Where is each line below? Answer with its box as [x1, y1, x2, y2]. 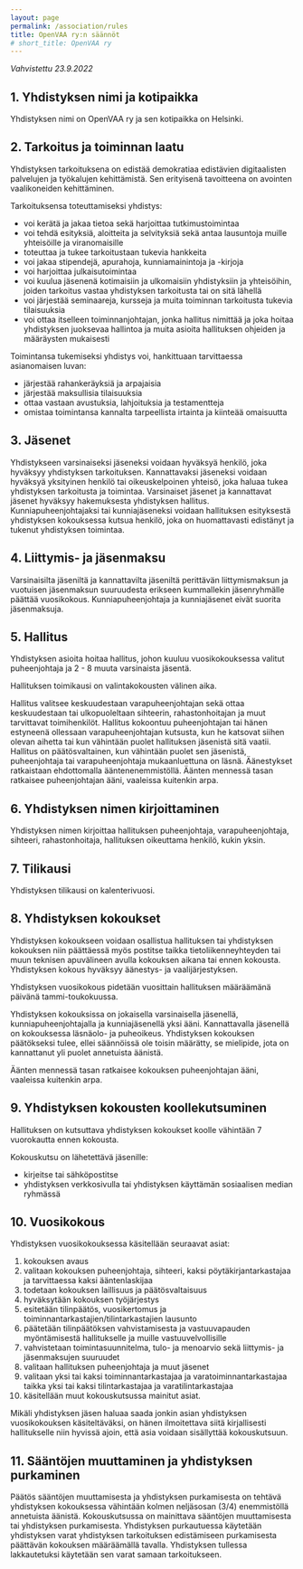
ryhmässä [23, 1188, 62, 1199]
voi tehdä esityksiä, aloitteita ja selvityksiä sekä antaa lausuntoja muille [23, 227, 288, 238]
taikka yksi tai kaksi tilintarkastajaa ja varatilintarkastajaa [23, 1381, 234, 1392]
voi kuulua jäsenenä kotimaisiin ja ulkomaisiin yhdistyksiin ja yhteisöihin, [23, 275, 292, 286]
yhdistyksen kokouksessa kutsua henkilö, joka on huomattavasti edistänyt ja [10, 515, 295, 525]
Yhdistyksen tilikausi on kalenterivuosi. [10, 884, 156, 895]
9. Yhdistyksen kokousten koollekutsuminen [10, 1101, 268, 1116]
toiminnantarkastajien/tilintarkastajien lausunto [23, 1313, 197, 1325]
